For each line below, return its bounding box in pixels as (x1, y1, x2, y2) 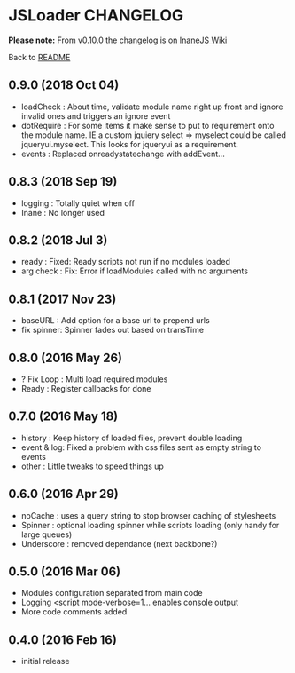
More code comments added (20, 606, 128, 617)
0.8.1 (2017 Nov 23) (8, 291, 117, 306)
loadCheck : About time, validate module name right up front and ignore (20, 101, 283, 112)
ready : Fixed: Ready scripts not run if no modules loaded (20, 257, 231, 267)
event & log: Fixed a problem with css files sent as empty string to (20, 441, 262, 453)
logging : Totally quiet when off (20, 197, 135, 209)
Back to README (8, 51, 71, 62)
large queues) (20, 529, 73, 540)
